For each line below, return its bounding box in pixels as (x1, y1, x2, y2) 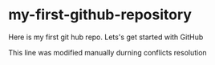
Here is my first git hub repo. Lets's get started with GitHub (8, 32, 204, 42)
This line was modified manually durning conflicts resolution (8, 47, 207, 57)
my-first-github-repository (8, 6, 193, 24)
